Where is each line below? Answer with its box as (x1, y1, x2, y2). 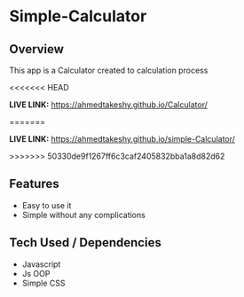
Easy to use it (21, 199, 72, 210)
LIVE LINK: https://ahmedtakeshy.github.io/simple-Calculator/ (9, 134, 235, 144)
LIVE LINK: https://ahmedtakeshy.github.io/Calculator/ (9, 99, 209, 110)
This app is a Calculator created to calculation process (9, 65, 209, 75)
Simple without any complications (21, 209, 146, 220)
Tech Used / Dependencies (9, 235, 161, 250)
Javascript (21, 259, 61, 270)
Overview (9, 42, 65, 57)
